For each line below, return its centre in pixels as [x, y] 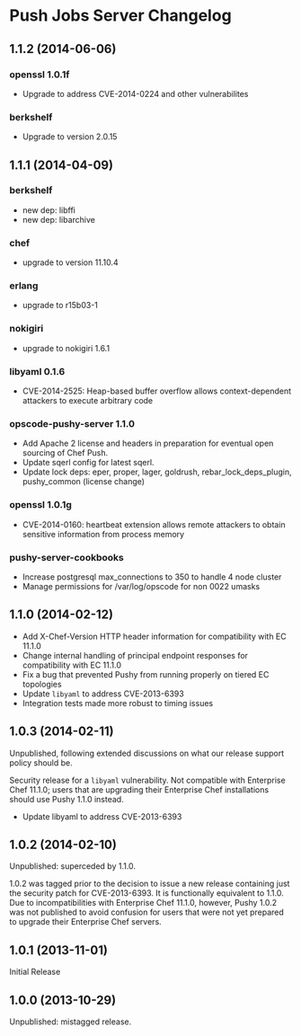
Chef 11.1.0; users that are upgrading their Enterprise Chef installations [139, 789]
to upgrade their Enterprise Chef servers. [85, 922]
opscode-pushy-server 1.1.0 [72, 423]
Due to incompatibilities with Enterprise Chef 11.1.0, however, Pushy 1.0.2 [143, 903]
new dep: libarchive [59, 219]
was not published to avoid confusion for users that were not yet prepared [147, 912]
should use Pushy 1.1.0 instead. [66, 799]
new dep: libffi [49, 210]
